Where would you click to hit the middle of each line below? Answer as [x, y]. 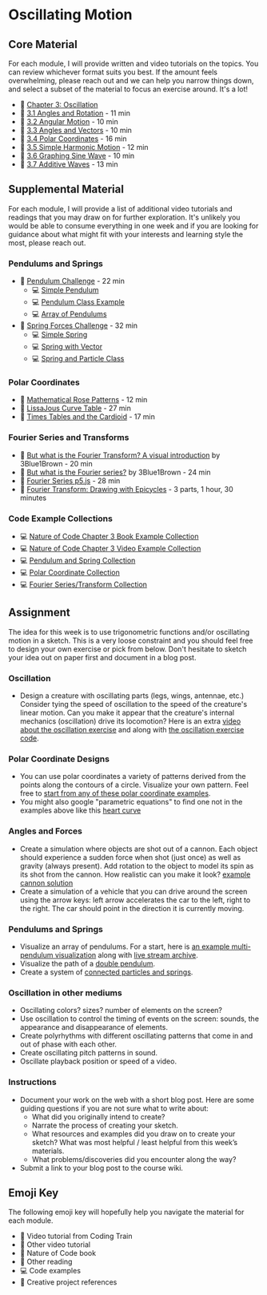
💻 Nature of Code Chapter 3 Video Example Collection [110, 548]
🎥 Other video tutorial [55, 1245]
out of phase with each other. [68, 1044]
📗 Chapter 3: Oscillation [59, 105]
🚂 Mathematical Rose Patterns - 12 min [84, 400]
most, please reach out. [47, 243]
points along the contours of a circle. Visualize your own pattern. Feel [134, 785]
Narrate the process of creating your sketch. [105, 1125]
